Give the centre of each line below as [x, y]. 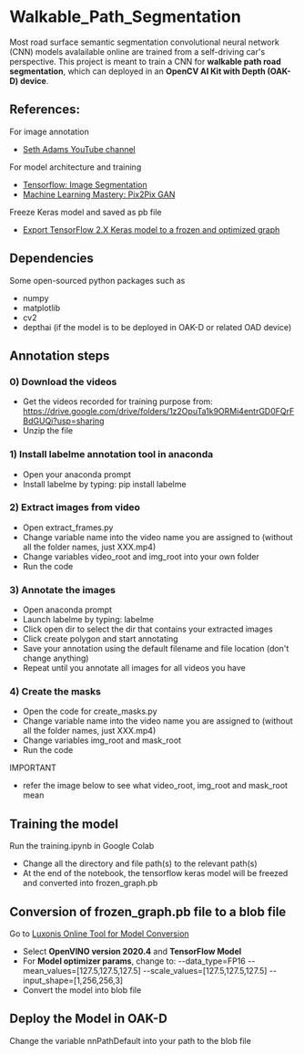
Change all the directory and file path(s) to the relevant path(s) [140, 863]
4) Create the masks [56, 692]
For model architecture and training [76, 167]
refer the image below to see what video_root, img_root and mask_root [155, 786]
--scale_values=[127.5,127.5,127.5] [205, 971]
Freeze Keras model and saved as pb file [86, 212]
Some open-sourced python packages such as [97, 280]
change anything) [56, 658]
